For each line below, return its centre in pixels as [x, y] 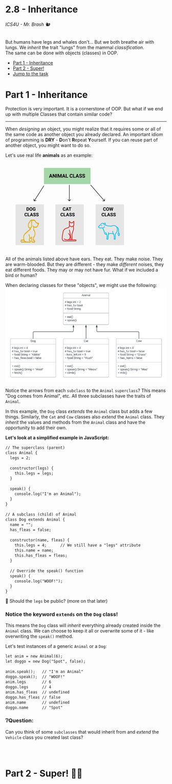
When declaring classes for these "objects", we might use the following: [81, 285]
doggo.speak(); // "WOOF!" [35, 677]
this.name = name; [34, 550]
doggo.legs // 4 [28, 687]
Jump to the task [30, 74]
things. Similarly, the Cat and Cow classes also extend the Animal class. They [85, 416]
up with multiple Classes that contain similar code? [59, 114]
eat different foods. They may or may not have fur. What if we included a [82, 270]
